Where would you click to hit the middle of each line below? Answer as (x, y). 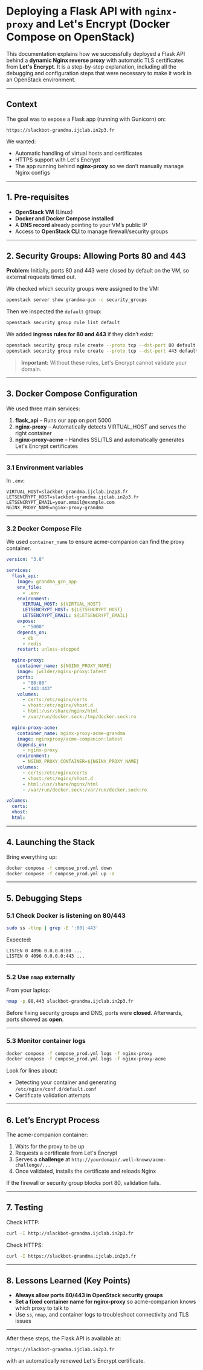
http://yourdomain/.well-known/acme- (119, 1160)
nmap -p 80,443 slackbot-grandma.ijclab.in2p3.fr (70, 1002)
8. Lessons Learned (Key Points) (69, 1281)
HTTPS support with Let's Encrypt (58, 160)
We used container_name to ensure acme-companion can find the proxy (95, 542)
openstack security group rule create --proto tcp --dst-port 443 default (102, 351)
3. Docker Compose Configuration (72, 394)
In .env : (16, 480)
